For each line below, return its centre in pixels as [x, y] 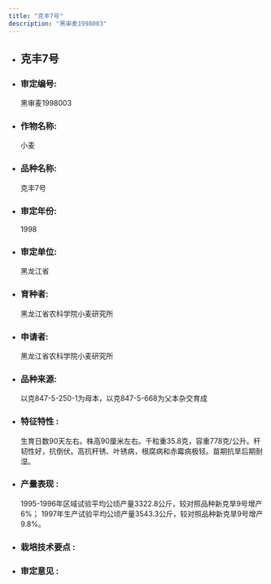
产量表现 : [39, 484]
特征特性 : [39, 422]
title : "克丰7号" [36, 16]
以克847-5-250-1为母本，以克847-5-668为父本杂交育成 [114, 398]
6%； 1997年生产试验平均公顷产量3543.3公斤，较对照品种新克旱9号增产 [142, 513]
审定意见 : [39, 571]
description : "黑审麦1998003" [58, 24]
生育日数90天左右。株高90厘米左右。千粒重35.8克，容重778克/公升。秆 [140, 441]
